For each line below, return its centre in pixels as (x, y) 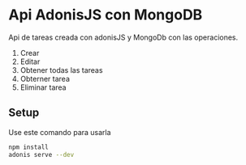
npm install (28, 147)
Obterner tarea (45, 78)
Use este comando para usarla (60, 132)
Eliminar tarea (43, 87)
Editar (30, 61)
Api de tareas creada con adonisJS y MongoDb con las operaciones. (123, 37)
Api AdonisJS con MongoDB (106, 15)
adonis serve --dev (41, 154)
